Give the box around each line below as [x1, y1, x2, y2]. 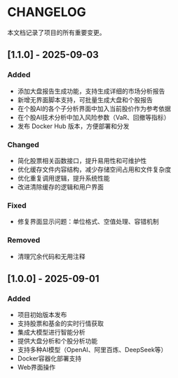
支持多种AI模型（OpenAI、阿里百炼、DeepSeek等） [17, 346, 167, 354]
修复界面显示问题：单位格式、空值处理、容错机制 [17, 218, 159, 226]
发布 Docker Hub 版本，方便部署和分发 [17, 122, 130, 130]
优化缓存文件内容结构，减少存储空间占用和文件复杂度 [17, 165, 172, 174]
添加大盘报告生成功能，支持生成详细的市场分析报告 [17, 87, 165, 95]
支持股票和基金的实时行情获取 [17, 319, 104, 328]
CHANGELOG [7, 4, 86, 20]
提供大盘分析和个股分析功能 [17, 337, 98, 345]
